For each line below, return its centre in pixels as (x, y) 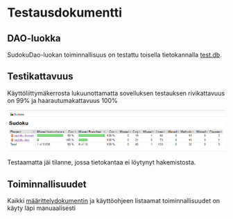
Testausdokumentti (65, 13)
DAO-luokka (34, 38)
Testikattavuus (40, 76)
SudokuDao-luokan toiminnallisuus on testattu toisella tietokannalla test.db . (114, 55)
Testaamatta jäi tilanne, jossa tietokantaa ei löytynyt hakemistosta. (102, 162)
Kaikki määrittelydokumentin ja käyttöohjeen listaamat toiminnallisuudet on (114, 201)
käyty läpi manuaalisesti (42, 208)
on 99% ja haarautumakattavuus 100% (62, 100)
